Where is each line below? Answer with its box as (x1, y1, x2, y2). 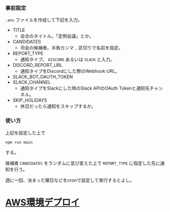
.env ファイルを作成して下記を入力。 (5, 17, 83, 23)
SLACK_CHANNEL (12, 79, 51, 86)
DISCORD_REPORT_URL (12, 62, 63, 68)
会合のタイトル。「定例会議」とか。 (20, 33, 94, 39)
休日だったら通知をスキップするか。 (20, 103, 96, 109)
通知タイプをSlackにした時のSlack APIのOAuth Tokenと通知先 (20, 85, 150, 92)
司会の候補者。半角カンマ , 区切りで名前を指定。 (20, 45, 123, 51)
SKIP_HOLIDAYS (12, 97, 47, 103)
